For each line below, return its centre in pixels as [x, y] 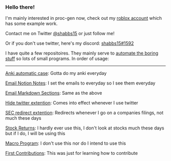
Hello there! [20, 7]
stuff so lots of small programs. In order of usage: [57, 59]
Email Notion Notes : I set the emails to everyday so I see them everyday [80, 83]
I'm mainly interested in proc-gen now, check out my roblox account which [83, 18]
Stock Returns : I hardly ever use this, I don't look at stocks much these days [85, 128]
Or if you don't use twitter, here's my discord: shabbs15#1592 [69, 43]
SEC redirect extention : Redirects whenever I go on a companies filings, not [84, 113]
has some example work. [32, 23]
